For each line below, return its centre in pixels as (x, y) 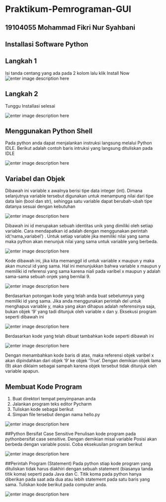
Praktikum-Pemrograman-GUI (68, 9)
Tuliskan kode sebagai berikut (43, 409)
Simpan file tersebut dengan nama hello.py (56, 415)
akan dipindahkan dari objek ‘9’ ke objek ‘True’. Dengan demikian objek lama (83, 361)
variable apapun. (22, 371)
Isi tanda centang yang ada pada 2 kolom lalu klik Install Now (67, 73)
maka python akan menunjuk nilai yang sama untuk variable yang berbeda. (82, 242)
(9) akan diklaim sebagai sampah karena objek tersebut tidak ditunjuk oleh (81, 366)
